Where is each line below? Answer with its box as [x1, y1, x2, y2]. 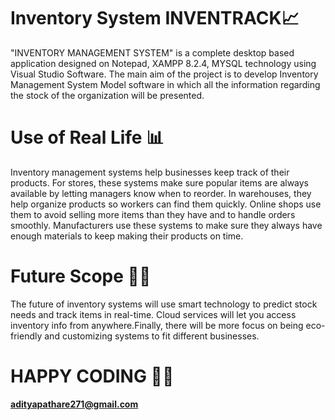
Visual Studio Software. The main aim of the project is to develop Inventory [10, 68, 319, 80]
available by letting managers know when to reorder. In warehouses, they [10, 187, 312, 199]
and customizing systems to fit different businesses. [44, 330, 260, 342]
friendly [10, 330, 43, 342]
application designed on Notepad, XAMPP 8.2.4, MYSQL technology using [10, 57, 317, 69]
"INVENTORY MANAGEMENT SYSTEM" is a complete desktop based [10, 46, 295, 59]
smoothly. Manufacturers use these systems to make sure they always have [10, 219, 323, 231]
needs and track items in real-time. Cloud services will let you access [10, 308, 297, 320]
